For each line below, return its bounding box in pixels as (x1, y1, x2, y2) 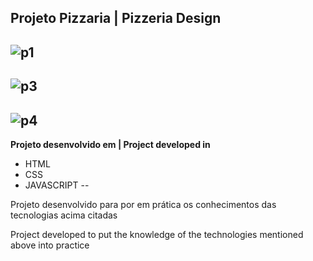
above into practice (10, 239, 90, 251)
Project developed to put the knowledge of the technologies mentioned (10, 228, 304, 240)
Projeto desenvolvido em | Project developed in (10, 138, 211, 150)
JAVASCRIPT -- (24, 179, 90, 191)
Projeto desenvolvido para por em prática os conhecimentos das (10, 198, 277, 210)
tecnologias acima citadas (10, 209, 118, 221)
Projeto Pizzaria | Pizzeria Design (10, 10, 222, 27)
